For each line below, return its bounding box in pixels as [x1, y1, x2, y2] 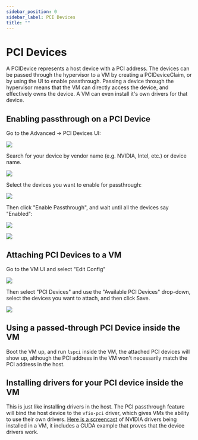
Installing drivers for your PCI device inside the [6, 378, 184, 388]
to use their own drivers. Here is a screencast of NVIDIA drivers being [6, 416, 177, 423]
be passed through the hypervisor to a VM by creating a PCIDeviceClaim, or [6, 71, 192, 78]
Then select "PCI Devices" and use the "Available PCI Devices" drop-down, [6, 288, 191, 295]
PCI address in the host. [6, 360, 65, 367]
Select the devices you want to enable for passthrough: [6, 181, 142, 188]
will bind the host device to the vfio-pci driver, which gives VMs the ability [6, 409, 190, 416]
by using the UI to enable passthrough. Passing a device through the [6, 78, 174, 85]
